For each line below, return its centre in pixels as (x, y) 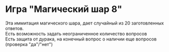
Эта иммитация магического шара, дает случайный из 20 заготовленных (85, 23)
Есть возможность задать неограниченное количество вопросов (76, 33)
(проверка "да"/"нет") (29, 44)
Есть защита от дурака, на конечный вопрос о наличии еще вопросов (81, 39)
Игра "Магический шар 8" (64, 9)
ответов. (14, 28)
